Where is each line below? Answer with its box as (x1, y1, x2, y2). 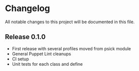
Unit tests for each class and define (12, 61, 83, 67)
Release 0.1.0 (5, 33, 46, 41)
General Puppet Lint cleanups (12, 51, 71, 57)
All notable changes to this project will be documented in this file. (5, 19, 135, 25)
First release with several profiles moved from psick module (12, 45, 131, 51)
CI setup (12, 56, 29, 62)
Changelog (5, 3, 50, 14)
